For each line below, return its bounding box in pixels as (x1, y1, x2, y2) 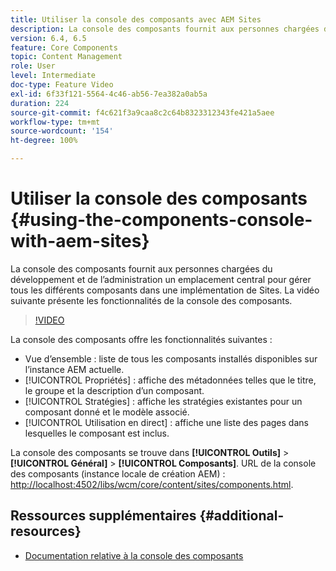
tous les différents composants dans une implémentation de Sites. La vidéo (10, 284, 320, 296)
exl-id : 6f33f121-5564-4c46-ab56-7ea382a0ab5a (10, 89, 208, 99)
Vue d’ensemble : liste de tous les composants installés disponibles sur (24, 352, 318, 365)
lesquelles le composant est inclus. (24, 427, 170, 439)
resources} (10, 523, 82, 540)
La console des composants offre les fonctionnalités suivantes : (10, 333, 273, 345)
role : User (10, 61, 56, 71)
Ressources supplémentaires (10, 507, 197, 525)
